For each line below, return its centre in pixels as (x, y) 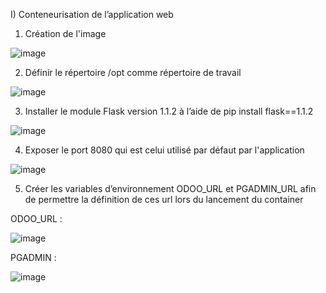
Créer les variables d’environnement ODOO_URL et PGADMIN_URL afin (170, 188)
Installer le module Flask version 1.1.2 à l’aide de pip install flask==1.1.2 (169, 111)
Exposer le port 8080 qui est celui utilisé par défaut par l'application (164, 150)
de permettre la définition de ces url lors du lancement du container (164, 199)
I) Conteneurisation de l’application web (92, 14)
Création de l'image (65, 33)
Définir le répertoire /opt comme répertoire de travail (133, 72)
